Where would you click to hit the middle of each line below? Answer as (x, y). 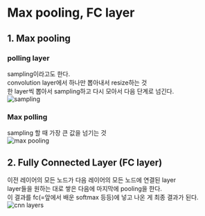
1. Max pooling (39, 38)
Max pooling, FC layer (71, 13)
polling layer (28, 58)
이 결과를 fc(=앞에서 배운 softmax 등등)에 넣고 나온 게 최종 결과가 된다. (103, 197)
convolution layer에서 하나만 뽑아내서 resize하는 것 (77, 82)
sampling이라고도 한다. (39, 73)
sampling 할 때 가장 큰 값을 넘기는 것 (57, 133)
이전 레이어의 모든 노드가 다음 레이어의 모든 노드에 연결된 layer (92, 180)
